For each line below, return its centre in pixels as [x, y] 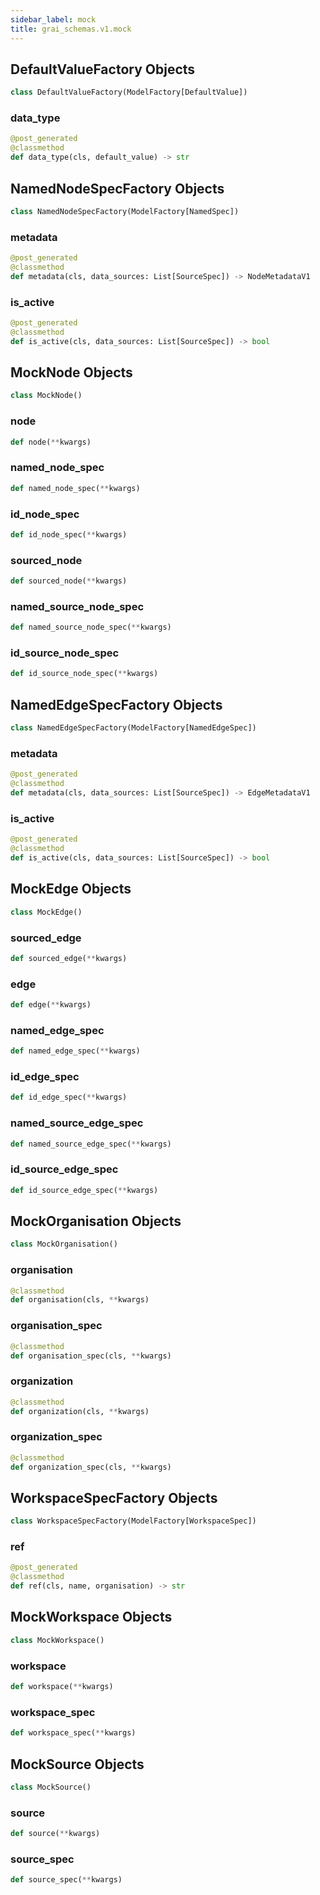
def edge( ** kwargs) [51, 1005]
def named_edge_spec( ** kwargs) [75, 1051]
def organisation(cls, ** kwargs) [80, 1300]
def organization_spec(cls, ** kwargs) [91, 1467]
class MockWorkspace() [57, 1640]
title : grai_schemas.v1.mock [71, 29]
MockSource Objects [77, 1764]
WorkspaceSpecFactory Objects [114, 1497]
